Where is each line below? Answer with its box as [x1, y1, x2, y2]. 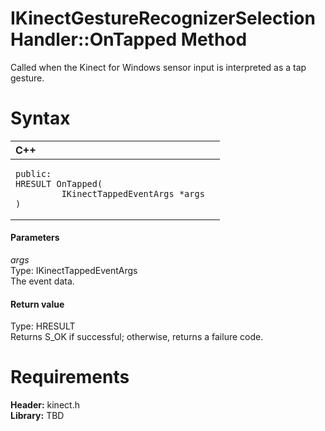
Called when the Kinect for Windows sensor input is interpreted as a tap [10, 61, 307, 73]
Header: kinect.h [10, 399, 80, 411]
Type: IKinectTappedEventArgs [10, 265, 138, 277]
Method [180, 28, 248, 51]
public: [15, 168, 52, 179]
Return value [10, 298, 65, 310]
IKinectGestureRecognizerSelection [10, 7, 316, 30]
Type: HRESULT [10, 320, 76, 332]
